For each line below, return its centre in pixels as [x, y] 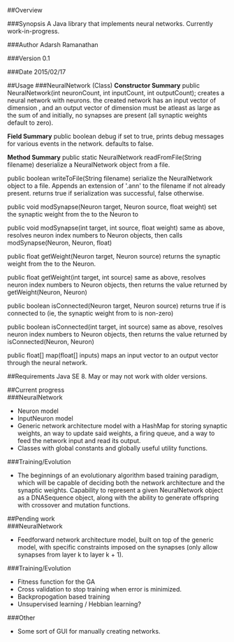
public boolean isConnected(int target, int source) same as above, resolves [115, 327]
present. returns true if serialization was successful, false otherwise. [106, 193]
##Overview [25, 10]
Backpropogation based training [64, 596]
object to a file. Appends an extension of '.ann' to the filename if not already [116, 186]
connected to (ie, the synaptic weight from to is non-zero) [90, 313]
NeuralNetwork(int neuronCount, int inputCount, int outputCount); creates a [116, 93]
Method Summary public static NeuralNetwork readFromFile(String [104, 157]
